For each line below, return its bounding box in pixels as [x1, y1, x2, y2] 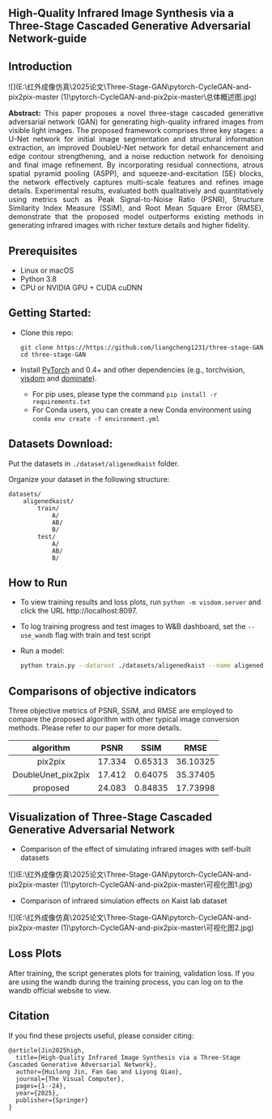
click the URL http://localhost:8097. [19, 606, 138, 616]
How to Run [8, 576, 68, 590]
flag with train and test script [55, 631, 151, 640]
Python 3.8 [19, 274, 57, 284]
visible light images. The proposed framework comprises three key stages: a [8, 126, 264, 136]
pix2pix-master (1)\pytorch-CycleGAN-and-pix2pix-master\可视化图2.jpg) [8, 923, 254, 932]
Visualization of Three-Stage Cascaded [8, 810, 213, 824]
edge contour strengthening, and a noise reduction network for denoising [8, 152, 264, 161]
